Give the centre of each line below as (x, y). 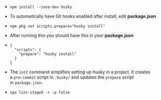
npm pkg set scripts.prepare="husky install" (57, 26)
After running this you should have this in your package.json (71, 35)
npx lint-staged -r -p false (40, 93)
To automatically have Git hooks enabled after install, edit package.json (83, 16)
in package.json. (27, 82)
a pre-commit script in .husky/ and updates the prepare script (72, 77)
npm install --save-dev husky (41, 7)
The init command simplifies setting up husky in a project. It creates (80, 72)
